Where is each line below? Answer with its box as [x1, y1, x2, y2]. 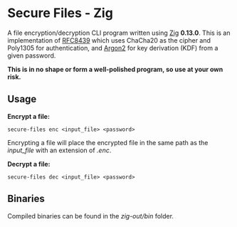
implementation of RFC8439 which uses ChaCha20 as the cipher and [7, 36, 211, 44]
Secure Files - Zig [7, 5, 114, 21]
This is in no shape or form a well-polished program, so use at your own [7, 65, 223, 73]
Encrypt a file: [7, 112, 50, 120]
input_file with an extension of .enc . [7, 146, 112, 154]
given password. [7, 51, 56, 60]
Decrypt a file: [7, 159, 51, 168]
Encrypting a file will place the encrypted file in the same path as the [7, 138, 209, 147]
